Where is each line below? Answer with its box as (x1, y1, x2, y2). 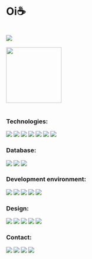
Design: (6, 204, 29, 212)
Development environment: (6, 175, 87, 184)
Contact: (6, 234, 32, 242)
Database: (6, 146, 37, 155)
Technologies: (6, 117, 48, 125)
